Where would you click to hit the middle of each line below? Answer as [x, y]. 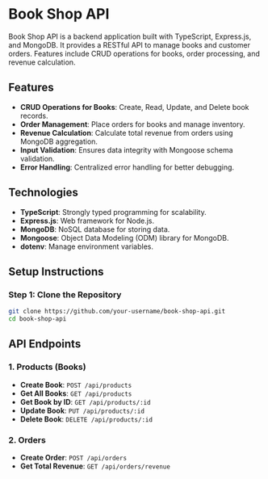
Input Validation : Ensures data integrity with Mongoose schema [126, 149]
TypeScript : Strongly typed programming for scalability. [113, 212]
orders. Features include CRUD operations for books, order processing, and [134, 53]
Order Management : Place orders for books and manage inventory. [132, 124]
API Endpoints [45, 344]
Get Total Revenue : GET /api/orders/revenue [95, 466]
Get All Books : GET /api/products [76, 393]
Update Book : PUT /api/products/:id [82, 410]
